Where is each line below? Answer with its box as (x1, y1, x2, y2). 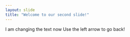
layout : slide (5, 7, 35, 13)
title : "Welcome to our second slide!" (5, 12, 90, 17)
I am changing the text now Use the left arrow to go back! (5, 26, 125, 32)
